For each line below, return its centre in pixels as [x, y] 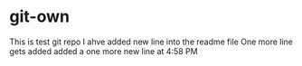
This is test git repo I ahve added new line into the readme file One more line [151, 42]
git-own [40, 17]
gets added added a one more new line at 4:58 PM [104, 51]
